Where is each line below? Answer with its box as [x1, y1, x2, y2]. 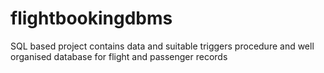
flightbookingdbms [10, 7, 173, 30]
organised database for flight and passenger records [10, 50, 228, 62]
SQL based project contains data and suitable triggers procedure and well [10, 40, 315, 52]
